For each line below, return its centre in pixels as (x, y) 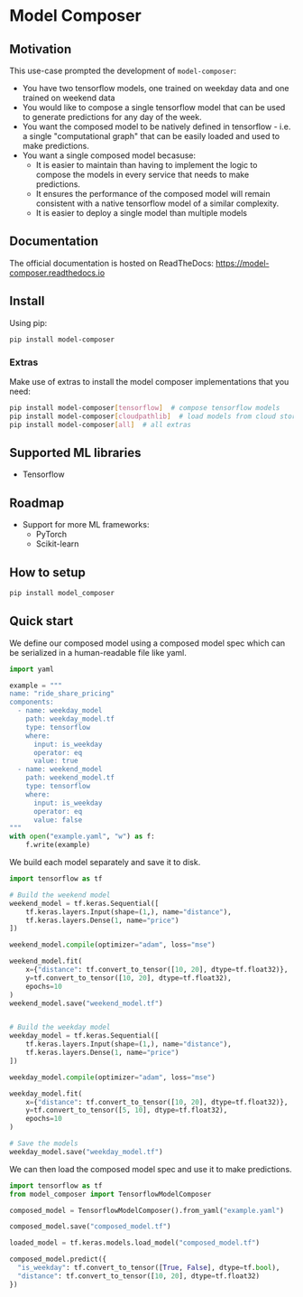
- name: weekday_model (60, 711)
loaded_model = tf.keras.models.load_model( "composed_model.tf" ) (134, 1243)
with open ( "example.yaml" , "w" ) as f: (82, 836)
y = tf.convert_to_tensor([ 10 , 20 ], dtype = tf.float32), (129, 978)
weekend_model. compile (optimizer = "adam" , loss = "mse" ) (113, 945)
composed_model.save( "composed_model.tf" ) (90, 1227)
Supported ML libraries (75, 453)
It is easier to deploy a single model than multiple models (142, 213)
